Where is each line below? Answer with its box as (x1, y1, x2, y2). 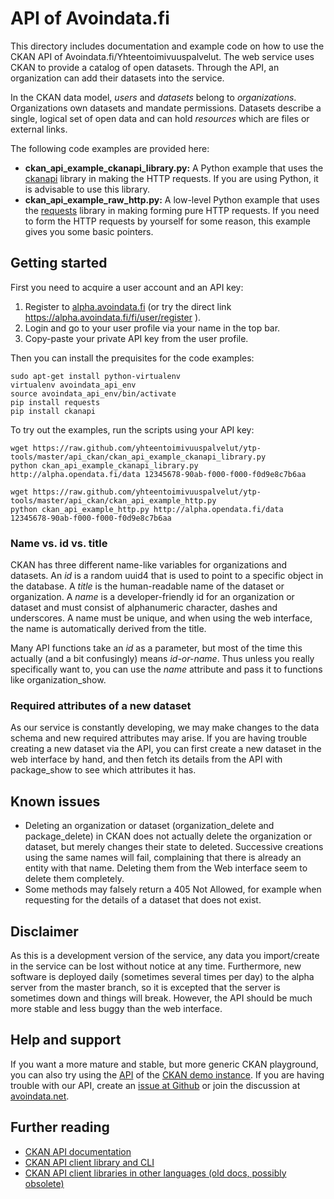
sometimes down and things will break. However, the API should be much (10, 992, 313, 1004)
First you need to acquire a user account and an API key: (10, 281, 244, 293)
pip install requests (10, 397, 101, 407)
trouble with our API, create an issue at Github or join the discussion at (10, 1079, 301, 1091)
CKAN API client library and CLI (24, 1156, 155, 1168)
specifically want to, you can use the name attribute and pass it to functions (10, 663, 323, 676)
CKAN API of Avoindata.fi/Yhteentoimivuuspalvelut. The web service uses (10, 50, 315, 62)
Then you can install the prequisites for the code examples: (10, 352, 255, 364)
